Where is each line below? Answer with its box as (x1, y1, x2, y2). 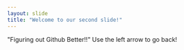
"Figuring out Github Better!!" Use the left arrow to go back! (7, 35, 178, 43)
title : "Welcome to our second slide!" (7, 16, 123, 23)
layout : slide (7, 10, 49, 17)
